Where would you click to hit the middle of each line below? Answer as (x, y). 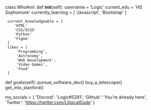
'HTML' (21, 26)
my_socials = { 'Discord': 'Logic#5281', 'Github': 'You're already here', (76, 97)
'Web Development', (36, 60)
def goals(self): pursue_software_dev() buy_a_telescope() (64, 82)
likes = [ (17, 47)
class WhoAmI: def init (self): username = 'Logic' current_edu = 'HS (74, 7)
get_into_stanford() (25, 88)
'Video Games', (32, 65)
